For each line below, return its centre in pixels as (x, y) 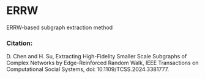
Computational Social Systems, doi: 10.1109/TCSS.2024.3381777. (88, 69)
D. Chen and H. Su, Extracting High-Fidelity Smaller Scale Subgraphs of (97, 57)
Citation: (20, 43)
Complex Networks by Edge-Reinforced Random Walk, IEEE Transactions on (102, 63)
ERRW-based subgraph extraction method (60, 27)
